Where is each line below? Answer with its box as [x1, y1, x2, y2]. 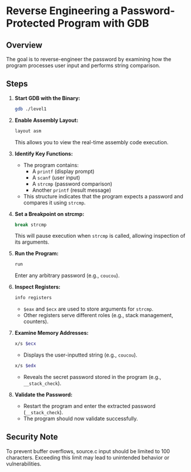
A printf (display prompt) [32, 168, 95, 175]
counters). [23, 318, 49, 325]
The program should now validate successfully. [23, 415, 138, 422]
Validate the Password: [14, 391, 73, 398]
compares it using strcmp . [23, 199, 86, 206]
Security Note [6, 432, 58, 442]
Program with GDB [58, 16, 149, 30]
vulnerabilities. [6, 460, 42, 467]
